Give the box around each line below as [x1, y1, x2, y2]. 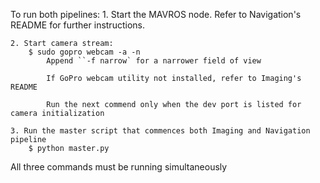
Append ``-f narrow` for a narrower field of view [46, 56, 262, 66]
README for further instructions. [10, 19, 145, 31]
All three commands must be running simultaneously [10, 161, 228, 173]
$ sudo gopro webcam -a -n [28, 47, 141, 57]
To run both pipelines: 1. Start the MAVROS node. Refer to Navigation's [10, 9, 302, 20]
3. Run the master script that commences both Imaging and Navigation [10, 126, 311, 136]
